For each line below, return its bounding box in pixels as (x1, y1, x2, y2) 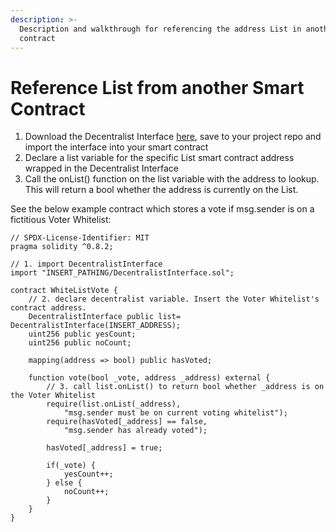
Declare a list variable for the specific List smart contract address (24, 152, 295, 164)
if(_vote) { (46, 461, 97, 471)
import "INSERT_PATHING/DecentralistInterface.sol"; (10, 268, 235, 278)
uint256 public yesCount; (28, 329, 137, 340)
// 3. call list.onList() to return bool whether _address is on (46, 382, 325, 392)
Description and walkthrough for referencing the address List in (19, 24, 302, 34)
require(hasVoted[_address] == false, (46, 417, 208, 427)
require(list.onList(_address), (46, 399, 182, 410)
